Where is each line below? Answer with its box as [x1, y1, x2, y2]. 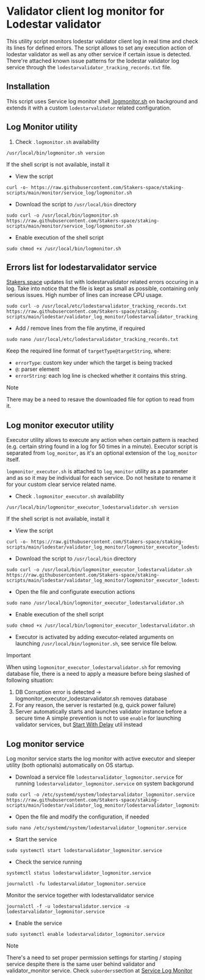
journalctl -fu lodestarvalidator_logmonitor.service [6, 881, 146, 887]
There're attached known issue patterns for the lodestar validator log [6, 57, 180, 64]
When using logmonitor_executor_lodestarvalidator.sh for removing [6, 664, 181, 671]
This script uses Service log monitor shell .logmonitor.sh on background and [6, 97, 198, 105]
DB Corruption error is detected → [15, 689, 102, 696]
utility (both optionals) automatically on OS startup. [6, 761, 134, 769]
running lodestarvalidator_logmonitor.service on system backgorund [15, 780, 194, 787]
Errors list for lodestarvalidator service [6, 262, 157, 272]
